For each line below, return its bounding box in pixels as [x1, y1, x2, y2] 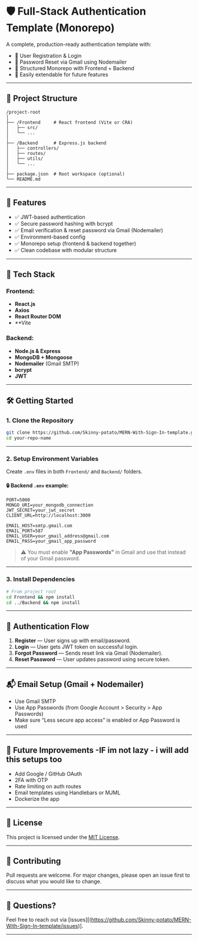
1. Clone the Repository [6, 416, 74, 424]
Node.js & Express [14, 347, 61, 354]
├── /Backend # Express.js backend [6, 140, 107, 146]
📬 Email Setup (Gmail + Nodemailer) [6, 679, 144, 689]
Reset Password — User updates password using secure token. [14, 656, 171, 663]
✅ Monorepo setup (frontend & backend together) [14, 240, 137, 247]
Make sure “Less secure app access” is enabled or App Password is [14, 717, 180, 724]
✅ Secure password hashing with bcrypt [14, 220, 113, 227]
